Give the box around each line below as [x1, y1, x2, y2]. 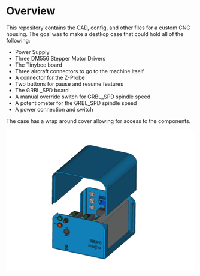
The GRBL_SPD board [14, 86, 69, 94]
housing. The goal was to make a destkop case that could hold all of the [6, 30, 184, 37]
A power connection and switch [14, 106, 93, 113]
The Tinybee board [14, 61, 63, 68]
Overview [6, 4, 56, 18]
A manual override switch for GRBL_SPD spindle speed [14, 93, 151, 100]
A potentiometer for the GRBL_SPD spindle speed [14, 99, 137, 106]
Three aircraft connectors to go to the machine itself [14, 67, 144, 74]
